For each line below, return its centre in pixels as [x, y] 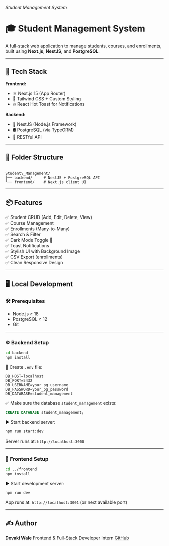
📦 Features [24, 203]
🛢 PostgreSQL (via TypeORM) [43, 130]
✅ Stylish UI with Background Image [43, 251]
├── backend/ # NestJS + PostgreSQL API [53, 178]
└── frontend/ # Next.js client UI [46, 182]
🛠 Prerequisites [25, 301]
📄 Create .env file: [24, 367]
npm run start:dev [24, 431]
